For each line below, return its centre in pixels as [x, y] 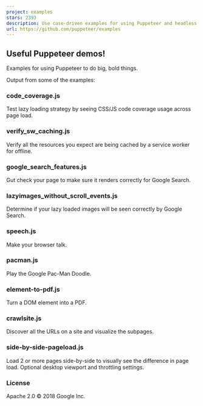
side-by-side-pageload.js [45, 348]
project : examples [29, 12]
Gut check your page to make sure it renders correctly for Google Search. [99, 180]
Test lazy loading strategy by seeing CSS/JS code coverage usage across [99, 109]
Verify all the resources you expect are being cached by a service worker [98, 144]
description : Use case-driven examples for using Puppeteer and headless [102, 23]
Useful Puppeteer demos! [56, 53]
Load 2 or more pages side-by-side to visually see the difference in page [98, 360]
